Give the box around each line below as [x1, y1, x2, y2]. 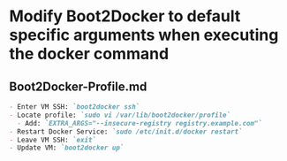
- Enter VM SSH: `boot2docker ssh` [9, 103, 140, 111]
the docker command [9, 44, 170, 64]
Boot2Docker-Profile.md [9, 79, 147, 94]
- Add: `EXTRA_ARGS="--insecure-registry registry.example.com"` [17, 119, 263, 127]
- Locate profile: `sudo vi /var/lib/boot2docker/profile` [9, 111, 231, 119]
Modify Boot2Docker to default [9, 6, 241, 27]
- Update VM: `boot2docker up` [9, 143, 125, 152]
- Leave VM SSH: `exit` [9, 135, 97, 144]
